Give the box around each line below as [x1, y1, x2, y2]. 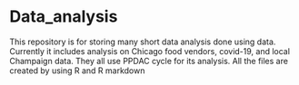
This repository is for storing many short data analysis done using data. [9, 36, 276, 47]
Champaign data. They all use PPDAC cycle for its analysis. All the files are [9, 55, 289, 66]
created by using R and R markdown [9, 65, 145, 76]
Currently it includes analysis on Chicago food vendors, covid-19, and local [9, 45, 291, 56]
